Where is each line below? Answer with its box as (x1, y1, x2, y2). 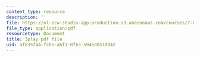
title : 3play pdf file (6, 36, 62, 42)
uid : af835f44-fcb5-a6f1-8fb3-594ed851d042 (6, 42, 116, 48)
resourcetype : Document (6, 31, 65, 37)
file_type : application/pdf (6, 25, 76, 31)
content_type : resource (6, 8, 65, 15)
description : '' (6, 14, 46, 20)
